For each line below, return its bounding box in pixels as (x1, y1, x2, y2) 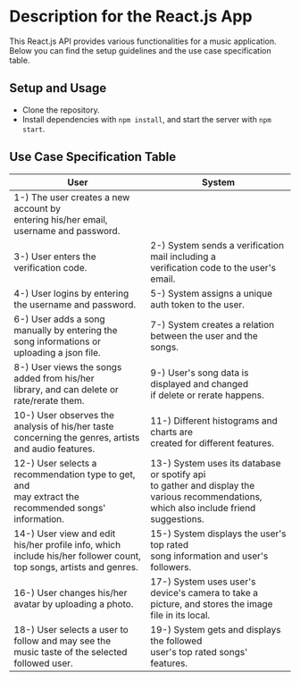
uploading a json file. (13, 346, 101, 358)
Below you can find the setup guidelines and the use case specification (9, 45, 271, 55)
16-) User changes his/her (13, 586, 128, 599)
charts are (150, 425, 194, 438)
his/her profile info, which (13, 538, 121, 551)
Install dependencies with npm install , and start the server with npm (21, 113, 272, 124)
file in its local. (150, 609, 211, 621)
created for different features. (150, 436, 275, 449)
